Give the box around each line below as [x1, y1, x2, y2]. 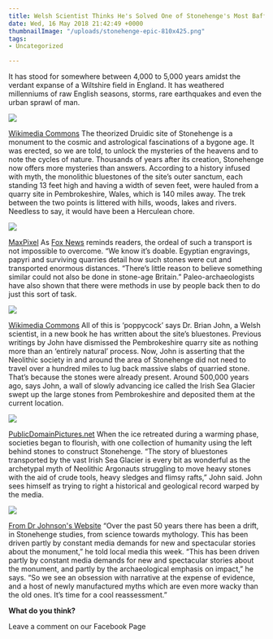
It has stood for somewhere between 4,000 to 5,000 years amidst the [8, 72, 241, 81]
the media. [8, 490, 45, 500]
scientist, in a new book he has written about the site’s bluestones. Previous [8, 329, 262, 339]
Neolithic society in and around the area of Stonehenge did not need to [8, 355, 246, 365]
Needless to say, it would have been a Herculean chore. [8, 207, 195, 217]
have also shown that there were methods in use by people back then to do [8, 281, 261, 291]
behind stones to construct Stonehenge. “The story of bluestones [8, 447, 228, 457]
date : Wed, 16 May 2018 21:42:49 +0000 [8, 20, 144, 28]
